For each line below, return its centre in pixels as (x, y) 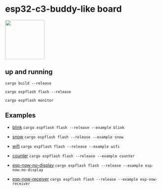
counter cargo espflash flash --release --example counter (73, 156)
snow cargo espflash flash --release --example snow (68, 137)
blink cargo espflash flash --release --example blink (68, 127)
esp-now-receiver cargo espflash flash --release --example (75, 179)
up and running (29, 72)
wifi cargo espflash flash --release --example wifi (66, 146)
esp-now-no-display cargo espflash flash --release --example (78, 165)
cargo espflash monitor (29, 100)
